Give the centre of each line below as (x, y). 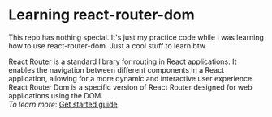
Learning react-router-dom (101, 15)
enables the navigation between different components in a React (117, 69)
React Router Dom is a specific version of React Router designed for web (131, 87)
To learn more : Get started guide (63, 104)
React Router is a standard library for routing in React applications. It (123, 61)
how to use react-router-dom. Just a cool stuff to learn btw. (108, 45)
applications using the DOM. (56, 95)
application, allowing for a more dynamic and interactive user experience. (131, 78)
